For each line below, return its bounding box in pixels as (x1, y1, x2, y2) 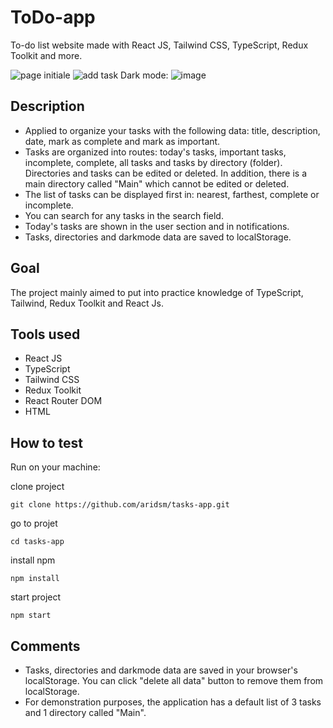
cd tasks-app (10, 537, 65, 547)
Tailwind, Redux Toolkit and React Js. (10, 297, 164, 309)
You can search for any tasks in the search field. (24, 209, 224, 221)
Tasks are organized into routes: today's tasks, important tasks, (24, 146, 287, 158)
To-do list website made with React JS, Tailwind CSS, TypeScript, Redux (10, 39, 309, 51)
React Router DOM (24, 395, 103, 407)
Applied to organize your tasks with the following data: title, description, (24, 124, 321, 136)
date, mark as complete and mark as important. (24, 135, 221, 147)
